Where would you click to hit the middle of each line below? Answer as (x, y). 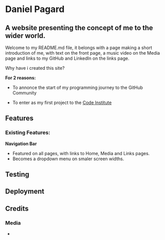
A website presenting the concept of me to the (79, 28)
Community (24, 93)
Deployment (25, 192)
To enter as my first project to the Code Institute (62, 102)
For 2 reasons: (21, 78)
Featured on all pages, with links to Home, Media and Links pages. (81, 153)
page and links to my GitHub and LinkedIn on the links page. (67, 58)
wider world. (26, 35)
